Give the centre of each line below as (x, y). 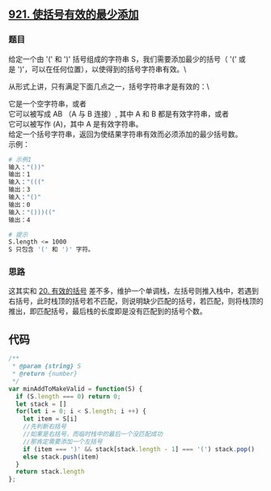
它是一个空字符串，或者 (47, 103)
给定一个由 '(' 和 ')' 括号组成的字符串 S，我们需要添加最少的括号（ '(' (123, 58)
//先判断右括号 (45, 427)
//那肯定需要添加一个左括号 (63, 441)
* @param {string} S (47, 366)
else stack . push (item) (61, 457)
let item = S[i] (51, 419)
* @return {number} (45, 374)
